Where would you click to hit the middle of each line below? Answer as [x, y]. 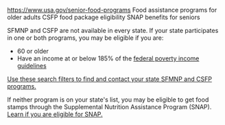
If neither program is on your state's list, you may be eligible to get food [108, 100]
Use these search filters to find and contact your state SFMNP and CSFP [110, 79]
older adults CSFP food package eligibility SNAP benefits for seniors [104, 17]
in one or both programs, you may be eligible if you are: [85, 38]
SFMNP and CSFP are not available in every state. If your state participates [113, 31]
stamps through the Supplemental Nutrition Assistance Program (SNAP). [109, 107]
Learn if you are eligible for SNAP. [55, 114]
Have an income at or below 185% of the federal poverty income [108, 58]
